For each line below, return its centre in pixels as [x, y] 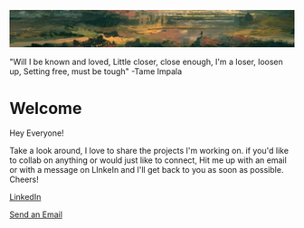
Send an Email [36, 214]
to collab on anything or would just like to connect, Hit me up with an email [148, 160]
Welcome [46, 108]
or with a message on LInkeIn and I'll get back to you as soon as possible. [147, 170]
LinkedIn [25, 197]
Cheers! [24, 180]
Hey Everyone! [37, 133]
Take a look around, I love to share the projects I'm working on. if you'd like [149, 151]
